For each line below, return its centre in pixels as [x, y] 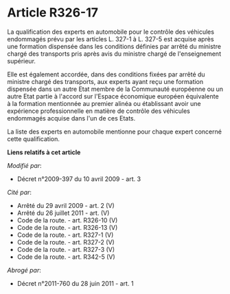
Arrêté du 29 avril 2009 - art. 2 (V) [66, 205]
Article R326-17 [53, 13]
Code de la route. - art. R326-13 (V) [67, 227]
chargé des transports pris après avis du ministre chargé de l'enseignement [114, 54]
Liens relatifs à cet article [44, 152]
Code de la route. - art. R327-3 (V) [66, 249]
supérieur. [22, 61]
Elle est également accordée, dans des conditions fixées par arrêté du [106, 74]
